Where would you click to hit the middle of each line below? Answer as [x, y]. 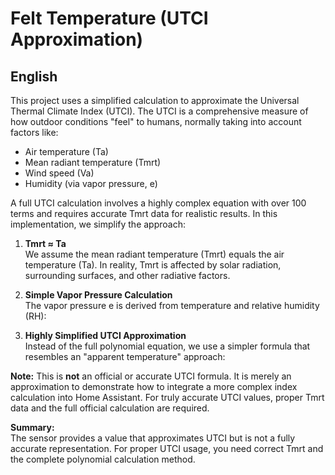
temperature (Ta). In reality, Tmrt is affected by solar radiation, [153, 265]
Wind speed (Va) [59, 173]
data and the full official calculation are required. [110, 408]
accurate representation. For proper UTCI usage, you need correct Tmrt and [167, 448]
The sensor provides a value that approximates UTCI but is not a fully [153, 438]
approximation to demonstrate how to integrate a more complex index [154, 386]
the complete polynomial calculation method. [103, 459]
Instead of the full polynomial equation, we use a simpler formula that [167, 346]
